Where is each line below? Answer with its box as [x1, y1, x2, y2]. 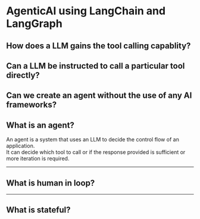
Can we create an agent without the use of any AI [6, 91, 192, 101]
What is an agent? [6, 120, 74, 130]
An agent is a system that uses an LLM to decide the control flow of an [6, 136, 180, 143]
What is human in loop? [6, 178, 95, 188]
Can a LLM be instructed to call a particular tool [6, 61, 185, 71]
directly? [6, 70, 40, 80]
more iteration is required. [6, 155, 70, 162]
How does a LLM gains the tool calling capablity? [6, 41, 191, 51]
